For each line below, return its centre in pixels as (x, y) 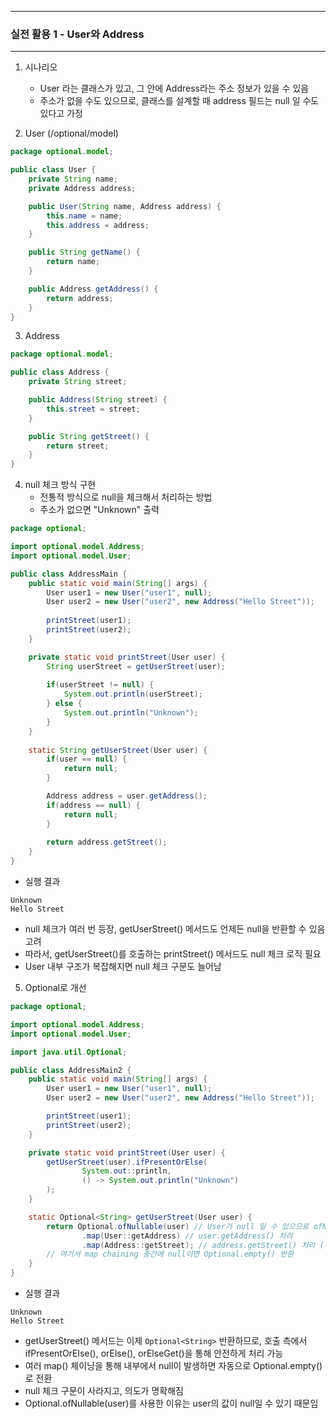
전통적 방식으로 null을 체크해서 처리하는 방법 (126, 497)
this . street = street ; (93, 409)
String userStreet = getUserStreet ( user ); (136, 666)
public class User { (53, 170)
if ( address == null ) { (93, 805)
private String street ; (78, 382)
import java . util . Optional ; (69, 1052)
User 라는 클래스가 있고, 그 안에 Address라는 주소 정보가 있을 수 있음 (174, 88)
